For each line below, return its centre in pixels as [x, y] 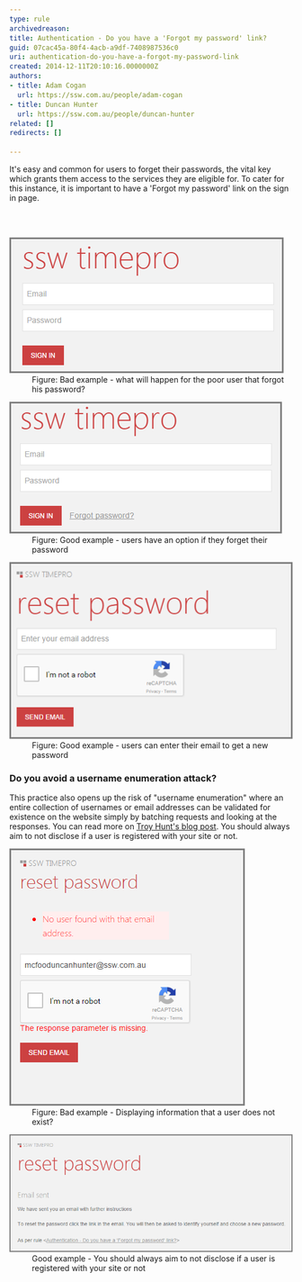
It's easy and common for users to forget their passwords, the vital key [140, 169]
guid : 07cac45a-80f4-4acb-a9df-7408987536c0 [94, 48]
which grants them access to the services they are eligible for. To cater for [147, 179]
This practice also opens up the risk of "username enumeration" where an [147, 798]
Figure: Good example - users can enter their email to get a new [150, 745]
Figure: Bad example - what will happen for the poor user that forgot [158, 379]
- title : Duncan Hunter [54, 104]
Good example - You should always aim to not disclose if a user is [154, 1258]
